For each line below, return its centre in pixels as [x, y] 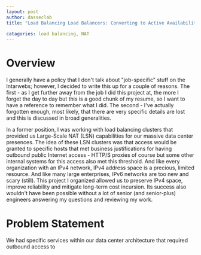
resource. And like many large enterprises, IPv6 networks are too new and [98, 174]
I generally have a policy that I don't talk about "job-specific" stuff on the [96, 80]
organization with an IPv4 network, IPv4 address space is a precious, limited [100, 168]
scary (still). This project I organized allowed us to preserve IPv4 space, [95, 181]
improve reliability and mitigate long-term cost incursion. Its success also [96, 187]
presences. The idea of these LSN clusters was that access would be [92, 142]
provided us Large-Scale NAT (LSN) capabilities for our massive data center [100, 136]
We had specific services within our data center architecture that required [97, 241]
